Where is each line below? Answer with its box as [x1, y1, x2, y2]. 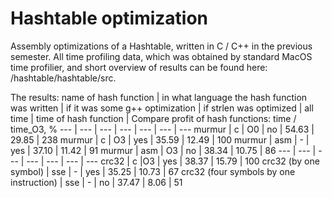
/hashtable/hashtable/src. [10, 72, 117, 84]
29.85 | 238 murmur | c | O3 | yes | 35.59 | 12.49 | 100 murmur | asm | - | [10, 133, 310, 146]
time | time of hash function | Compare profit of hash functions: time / [10, 112, 297, 124]
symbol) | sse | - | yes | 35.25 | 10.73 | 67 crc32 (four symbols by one [10, 165, 296, 177]
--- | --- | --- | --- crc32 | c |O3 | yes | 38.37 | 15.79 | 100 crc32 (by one [26, 155, 320, 167]
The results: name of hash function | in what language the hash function [10, 91, 308, 103]
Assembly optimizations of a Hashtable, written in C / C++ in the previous [10, 40, 313, 52]
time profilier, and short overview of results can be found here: [10, 61, 268, 73]
